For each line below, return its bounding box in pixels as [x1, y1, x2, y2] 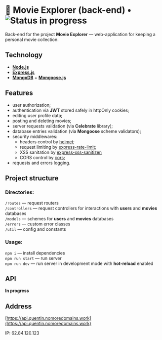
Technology [5, 51, 43, 59]
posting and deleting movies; [12, 118, 72, 124]
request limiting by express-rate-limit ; [19, 144, 96, 150]
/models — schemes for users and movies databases [5, 216, 114, 222]
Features [5, 89, 33, 97]
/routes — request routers [5, 200, 59, 206]
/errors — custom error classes [5, 221, 71, 227]
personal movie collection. [5, 37, 59, 42]
